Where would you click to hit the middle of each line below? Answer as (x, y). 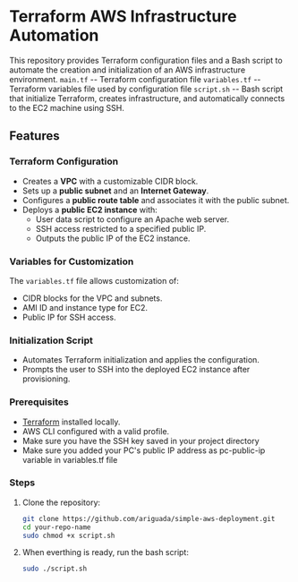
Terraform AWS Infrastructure (123, 17)
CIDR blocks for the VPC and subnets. (92, 298)
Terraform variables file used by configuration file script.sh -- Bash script (146, 89)
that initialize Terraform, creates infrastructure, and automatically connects (147, 98)
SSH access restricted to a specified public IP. (121, 228)
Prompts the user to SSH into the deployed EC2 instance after (136, 370)
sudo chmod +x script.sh (68, 535)
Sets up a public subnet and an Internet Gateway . (115, 191)
